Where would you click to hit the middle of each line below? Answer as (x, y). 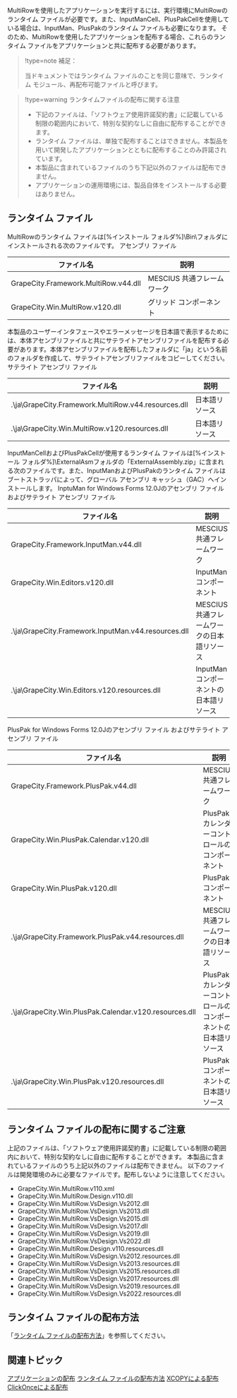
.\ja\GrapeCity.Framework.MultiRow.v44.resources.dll (99, 405)
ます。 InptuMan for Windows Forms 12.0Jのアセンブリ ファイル (131, 488)
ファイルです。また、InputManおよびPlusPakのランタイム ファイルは (126, 470)
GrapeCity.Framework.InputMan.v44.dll (77, 544)
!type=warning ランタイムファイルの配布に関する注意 (102, 100)
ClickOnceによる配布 (38, 1387)
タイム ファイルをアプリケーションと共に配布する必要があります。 (103, 46)
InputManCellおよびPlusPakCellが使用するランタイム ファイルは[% (104, 453)
